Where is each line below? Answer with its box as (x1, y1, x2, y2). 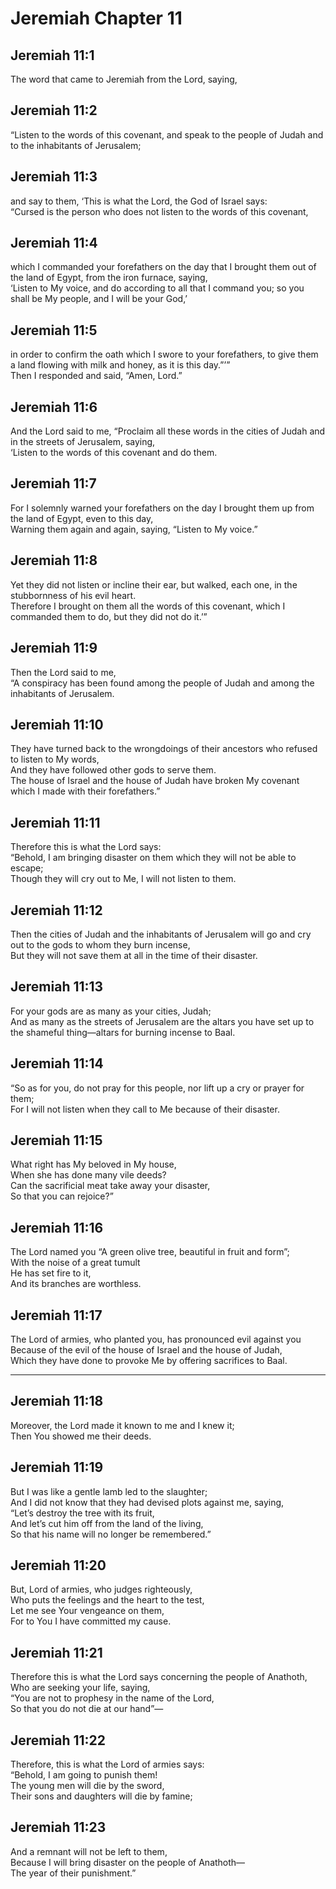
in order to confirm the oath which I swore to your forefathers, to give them (10, 348, 319, 361)
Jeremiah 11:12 (10, 902, 103, 919)
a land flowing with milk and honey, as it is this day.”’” (10, 359, 231, 371)
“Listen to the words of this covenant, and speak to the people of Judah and (10, 128, 324, 141)
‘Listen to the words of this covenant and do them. (10, 447, 218, 459)
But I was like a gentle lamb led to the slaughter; (10, 1485, 208, 1497)
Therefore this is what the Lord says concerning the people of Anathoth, (10, 1671, 308, 1683)
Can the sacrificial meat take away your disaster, (10, 1180, 211, 1192)
